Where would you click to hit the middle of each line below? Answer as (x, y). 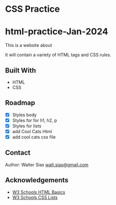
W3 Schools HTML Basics (39, 192)
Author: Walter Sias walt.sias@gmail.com (47, 165)
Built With (20, 70)
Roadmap (20, 103)
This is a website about (29, 45)
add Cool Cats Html (32, 131)
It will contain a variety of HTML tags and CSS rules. (58, 55)
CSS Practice (33, 9)
